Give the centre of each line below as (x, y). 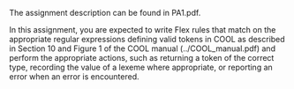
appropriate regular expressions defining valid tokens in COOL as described (147, 39)
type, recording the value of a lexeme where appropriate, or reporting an (141, 67)
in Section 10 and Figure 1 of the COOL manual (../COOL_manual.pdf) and (143, 48)
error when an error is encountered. (74, 77)
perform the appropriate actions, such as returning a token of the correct (142, 58)
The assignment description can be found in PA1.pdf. (105, 13)
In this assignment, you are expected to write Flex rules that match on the (143, 30)
